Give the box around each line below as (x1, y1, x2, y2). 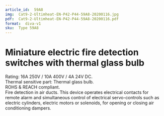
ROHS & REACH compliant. (5, 84, 60, 90)
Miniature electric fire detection (5, 47, 139, 58)
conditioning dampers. (5, 105, 51, 111)
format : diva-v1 (5, 21, 41, 26)
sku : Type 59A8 (5, 26, 39, 31)
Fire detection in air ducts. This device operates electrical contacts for (5, 89, 149, 95)
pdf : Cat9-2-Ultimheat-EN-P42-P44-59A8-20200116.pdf (5, 16, 119, 21)
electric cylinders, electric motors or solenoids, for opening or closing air (5, 100, 154, 106)
